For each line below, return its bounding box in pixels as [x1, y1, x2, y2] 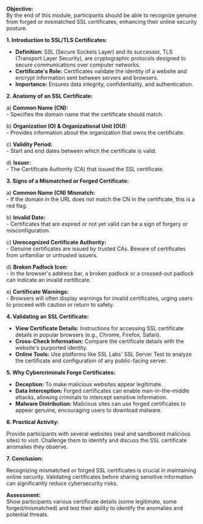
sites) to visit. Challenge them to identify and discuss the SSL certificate [6, 437, 187, 444]
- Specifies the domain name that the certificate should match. [6, 111, 163, 118]
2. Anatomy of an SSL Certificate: [6, 93, 93, 99]
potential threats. [6, 511, 49, 518]
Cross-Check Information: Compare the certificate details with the [15, 338, 184, 345]
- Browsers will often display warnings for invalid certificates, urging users [6, 295, 193, 302]
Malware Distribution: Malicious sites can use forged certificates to [15, 400, 186, 407]
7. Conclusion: [6, 455, 43, 462]
